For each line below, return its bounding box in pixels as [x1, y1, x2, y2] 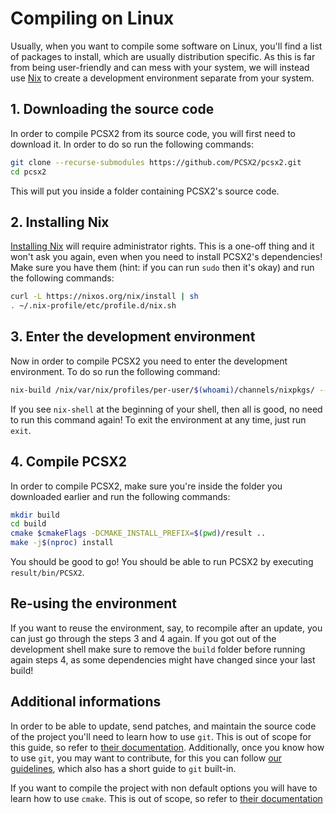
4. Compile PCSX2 [10, 453, 127, 471]
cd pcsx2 [10, 167, 47, 177]
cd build [10, 519, 47, 529]
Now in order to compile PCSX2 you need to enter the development [10, 355, 288, 367]
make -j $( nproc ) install [10, 538, 114, 548]
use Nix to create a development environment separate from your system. [10, 72, 315, 84]
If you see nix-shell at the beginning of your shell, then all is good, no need [10, 403, 323, 415]
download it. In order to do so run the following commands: [10, 138, 254, 150]
